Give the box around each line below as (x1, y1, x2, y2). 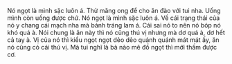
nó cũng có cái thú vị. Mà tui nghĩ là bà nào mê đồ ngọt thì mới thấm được (7, 43, 217, 51)
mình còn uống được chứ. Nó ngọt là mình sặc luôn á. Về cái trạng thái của (7, 14, 220, 22)
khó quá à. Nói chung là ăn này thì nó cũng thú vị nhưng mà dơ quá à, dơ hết (7, 28, 225, 36)
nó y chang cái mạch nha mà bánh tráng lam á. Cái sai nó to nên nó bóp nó (7, 21, 222, 29)
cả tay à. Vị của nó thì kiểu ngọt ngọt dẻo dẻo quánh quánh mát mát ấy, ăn (7, 36, 220, 44)
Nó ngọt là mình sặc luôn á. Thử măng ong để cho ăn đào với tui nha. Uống (7, 7, 221, 14)
